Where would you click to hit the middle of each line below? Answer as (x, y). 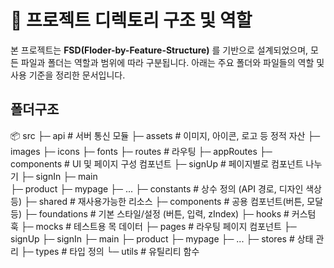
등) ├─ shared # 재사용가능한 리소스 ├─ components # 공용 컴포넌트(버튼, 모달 (167, 201)
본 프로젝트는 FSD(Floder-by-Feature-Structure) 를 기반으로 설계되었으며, (159, 50)
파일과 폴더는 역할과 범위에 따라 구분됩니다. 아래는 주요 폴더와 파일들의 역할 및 (172, 62)
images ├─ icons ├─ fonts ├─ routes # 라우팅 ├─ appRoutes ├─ (141, 151)
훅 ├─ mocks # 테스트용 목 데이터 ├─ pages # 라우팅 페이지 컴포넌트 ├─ (153, 226)
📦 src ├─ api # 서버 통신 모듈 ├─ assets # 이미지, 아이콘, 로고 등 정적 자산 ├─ (165, 135)
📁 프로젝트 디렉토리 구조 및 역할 (131, 20)
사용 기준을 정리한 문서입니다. (68, 75)
